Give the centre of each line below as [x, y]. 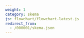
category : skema [22, 14]
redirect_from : [21, 23]
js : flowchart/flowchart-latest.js [42, 19]
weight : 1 [15, 10]
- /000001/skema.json [32, 28]
